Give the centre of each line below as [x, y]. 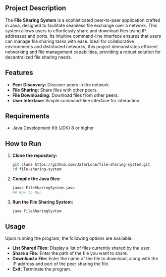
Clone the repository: [35, 155]
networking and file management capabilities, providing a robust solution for [83, 52]
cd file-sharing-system [37, 169]
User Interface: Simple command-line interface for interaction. [76, 100]
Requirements [27, 116]
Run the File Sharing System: [43, 202]
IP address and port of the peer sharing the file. [61, 264]
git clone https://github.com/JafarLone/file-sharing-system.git [81, 165]
